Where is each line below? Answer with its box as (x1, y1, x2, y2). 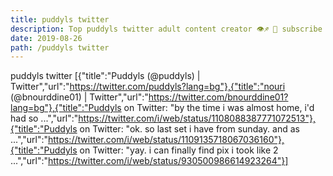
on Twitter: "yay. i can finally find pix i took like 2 (79, 144, 279, 156)
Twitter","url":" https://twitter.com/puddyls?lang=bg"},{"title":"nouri (10, 81, 286, 93)
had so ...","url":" (10, 112, 79, 125)
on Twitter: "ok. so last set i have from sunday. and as (79, 123, 300, 135)
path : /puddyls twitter (10, 42, 110, 53)
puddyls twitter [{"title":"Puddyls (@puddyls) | (10, 70, 201, 82)
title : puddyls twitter (10, 14, 110, 25)
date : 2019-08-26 (10, 33, 83, 43)
